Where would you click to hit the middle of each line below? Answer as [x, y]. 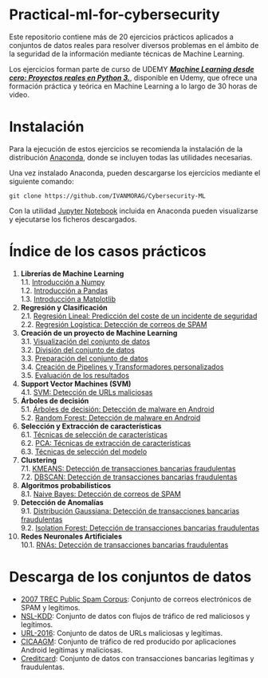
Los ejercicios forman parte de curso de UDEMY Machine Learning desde [132, 69]
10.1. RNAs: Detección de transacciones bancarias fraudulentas [124, 545]
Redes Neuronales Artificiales [71, 536]
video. [20, 94]
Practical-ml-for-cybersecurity [114, 15]
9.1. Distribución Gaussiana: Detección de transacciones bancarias [130, 510]
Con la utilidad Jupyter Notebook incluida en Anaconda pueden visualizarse [134, 211]
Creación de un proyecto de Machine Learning [99, 333]
